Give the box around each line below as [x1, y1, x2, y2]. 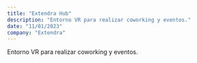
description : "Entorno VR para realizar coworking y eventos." [7, 16, 192, 23]
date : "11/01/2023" [7, 23, 63, 29]
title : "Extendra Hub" [7, 10, 72, 17]
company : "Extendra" [7, 29, 66, 36]
